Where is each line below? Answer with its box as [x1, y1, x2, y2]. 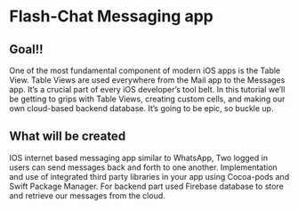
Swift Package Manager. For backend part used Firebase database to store [9, 181, 285, 191]
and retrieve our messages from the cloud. [9, 190, 166, 201]
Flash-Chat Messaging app [9, 6, 213, 27]
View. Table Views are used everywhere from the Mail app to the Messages [9, 75, 286, 85]
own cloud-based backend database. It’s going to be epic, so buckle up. [9, 103, 274, 113]
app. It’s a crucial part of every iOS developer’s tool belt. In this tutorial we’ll [9, 85, 286, 94]
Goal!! [9, 42, 44, 57]
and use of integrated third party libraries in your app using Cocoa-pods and [9, 171, 290, 182]
